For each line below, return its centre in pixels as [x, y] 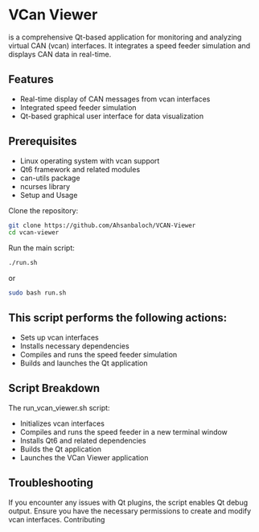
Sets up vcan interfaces [59, 337]
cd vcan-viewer [34, 233]
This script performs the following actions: [118, 318]
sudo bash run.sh [37, 293]
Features [31, 79]
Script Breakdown [54, 388]
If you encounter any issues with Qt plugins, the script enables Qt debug [128, 502]
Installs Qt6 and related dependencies [83, 440]
